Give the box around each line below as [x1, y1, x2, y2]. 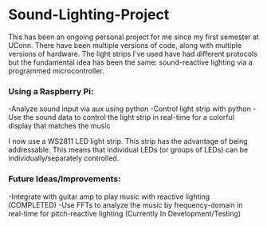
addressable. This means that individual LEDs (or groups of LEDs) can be [8, 145, 249, 155]
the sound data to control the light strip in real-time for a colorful [22, 113, 235, 122]
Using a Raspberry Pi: [8, 85, 94, 97]
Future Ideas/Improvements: [8, 173, 121, 184]
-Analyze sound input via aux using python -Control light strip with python [8, 104, 251, 113]
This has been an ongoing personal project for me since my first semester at [8, 32, 259, 42]
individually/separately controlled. [8, 153, 120, 163]
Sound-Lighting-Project [8, 6, 170, 24]
